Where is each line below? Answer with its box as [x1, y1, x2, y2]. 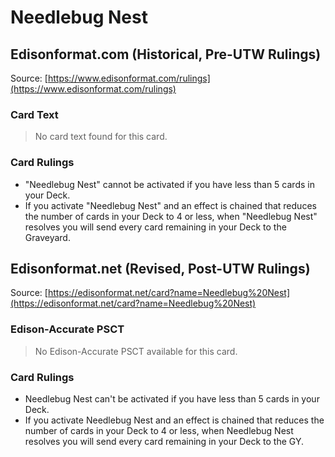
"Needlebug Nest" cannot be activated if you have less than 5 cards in [24, 178, 315, 190]
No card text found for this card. [34, 131, 168, 143]
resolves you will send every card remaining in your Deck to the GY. [24, 436, 304, 447]
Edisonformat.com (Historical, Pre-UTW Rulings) [10, 46, 322, 63]
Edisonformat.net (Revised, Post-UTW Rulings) [10, 260, 311, 277]
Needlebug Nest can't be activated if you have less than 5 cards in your [24, 393, 320, 405]
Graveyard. [24, 231, 71, 243]
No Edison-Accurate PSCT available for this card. [34, 345, 238, 357]
